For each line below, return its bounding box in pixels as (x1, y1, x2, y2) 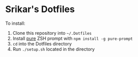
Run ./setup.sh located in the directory (12, 46, 95, 52)
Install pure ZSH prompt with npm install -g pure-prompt (12, 35, 133, 41)
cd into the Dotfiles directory (12, 40, 72, 46)
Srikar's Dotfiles (5, 4, 75, 15)
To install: (5, 20, 25, 26)
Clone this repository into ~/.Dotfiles (12, 30, 92, 36)
